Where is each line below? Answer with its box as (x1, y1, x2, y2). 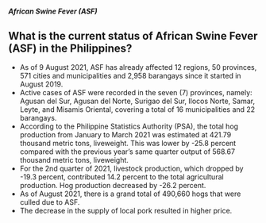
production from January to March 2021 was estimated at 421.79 (19, 130, 232, 140)
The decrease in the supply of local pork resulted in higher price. (19, 206, 233, 216)
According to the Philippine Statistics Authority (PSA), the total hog (19, 121, 239, 131)
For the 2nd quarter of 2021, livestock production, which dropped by (19, 163, 244, 174)
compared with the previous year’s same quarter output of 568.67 (19, 147, 236, 156)
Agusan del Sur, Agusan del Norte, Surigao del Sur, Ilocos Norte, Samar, (19, 96, 256, 106)
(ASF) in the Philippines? (8, 41, 133, 55)
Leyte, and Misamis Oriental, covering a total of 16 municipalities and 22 (19, 105, 256, 114)
